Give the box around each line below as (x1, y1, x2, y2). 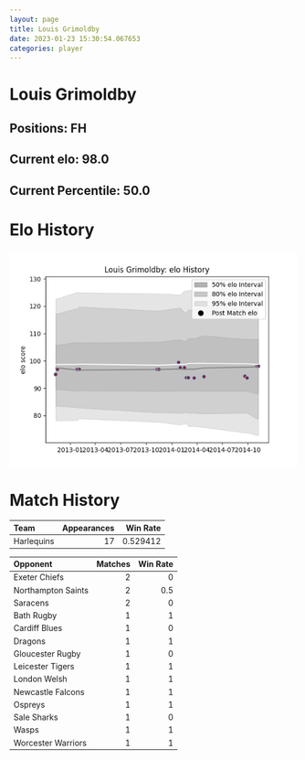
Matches (96, 559, 131, 570)
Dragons (13, 636, 46, 647)
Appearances (62, 522, 115, 533)
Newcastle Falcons (13, 686, 85, 697)
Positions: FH (9, 120, 87, 136)
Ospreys (13, 699, 46, 710)
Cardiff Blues (13, 623, 63, 634)
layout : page (9, 15, 59, 24)
